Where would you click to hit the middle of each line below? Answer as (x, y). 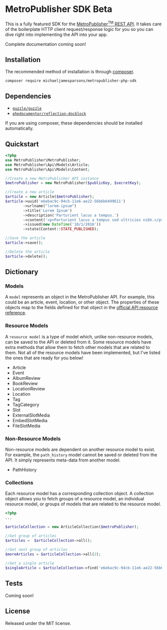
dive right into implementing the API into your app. (56, 34)
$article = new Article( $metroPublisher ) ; (50, 197)
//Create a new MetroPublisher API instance (52, 178)
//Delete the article (28, 252)
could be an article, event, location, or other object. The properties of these (82, 302)
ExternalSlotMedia (31, 415)
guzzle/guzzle (27, 109)
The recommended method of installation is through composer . (70, 72)
